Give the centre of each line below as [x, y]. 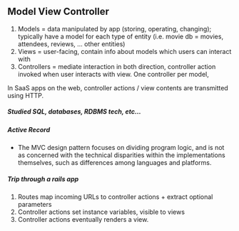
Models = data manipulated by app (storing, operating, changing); [115, 28]
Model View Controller [58, 12]
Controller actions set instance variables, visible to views [101, 212]
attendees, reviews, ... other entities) [71, 44]
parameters [35, 205]
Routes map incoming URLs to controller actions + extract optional [115, 197]
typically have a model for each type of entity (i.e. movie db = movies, [120, 36]
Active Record [29, 129]
